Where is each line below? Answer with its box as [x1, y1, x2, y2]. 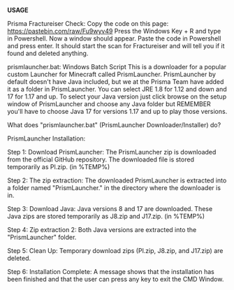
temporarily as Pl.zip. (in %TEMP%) [7, 163, 110, 171]
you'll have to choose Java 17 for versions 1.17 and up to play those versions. [7, 108, 228, 115]
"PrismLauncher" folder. [7, 233, 77, 241]
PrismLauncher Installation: [7, 134, 86, 143]
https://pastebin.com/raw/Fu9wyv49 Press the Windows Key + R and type [7, 27, 221, 35]
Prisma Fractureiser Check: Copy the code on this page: [7, 20, 169, 27]
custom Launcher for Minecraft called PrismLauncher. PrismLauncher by [7, 70, 217, 78]
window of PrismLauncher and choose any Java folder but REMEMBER [7, 100, 211, 108]
